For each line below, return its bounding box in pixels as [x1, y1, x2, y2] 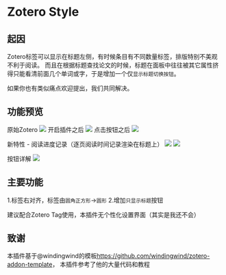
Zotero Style [7, 4, 79, 20]
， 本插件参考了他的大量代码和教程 [52, 261, 151, 269]
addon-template [7, 261, 53, 269]
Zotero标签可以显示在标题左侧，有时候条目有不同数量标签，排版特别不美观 [7, 53, 218, 60]
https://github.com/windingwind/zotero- [97, 252, 210, 260]
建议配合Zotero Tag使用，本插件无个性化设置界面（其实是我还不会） [7, 210, 200, 219]
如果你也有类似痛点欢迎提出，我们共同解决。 [7, 84, 134, 92]
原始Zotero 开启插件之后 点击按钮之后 [7, 125, 130, 133]
